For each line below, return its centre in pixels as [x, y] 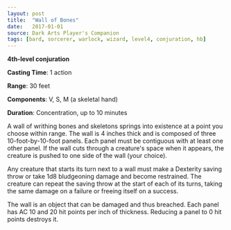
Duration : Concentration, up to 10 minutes [67, 113]
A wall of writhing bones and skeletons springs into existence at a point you [115, 126]
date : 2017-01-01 [35, 26]
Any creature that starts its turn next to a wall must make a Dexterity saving [114, 169]
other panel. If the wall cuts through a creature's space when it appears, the [115, 148]
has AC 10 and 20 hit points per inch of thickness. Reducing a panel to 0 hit [114, 212]
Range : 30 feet [29, 86]
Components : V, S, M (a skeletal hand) [62, 99]
